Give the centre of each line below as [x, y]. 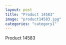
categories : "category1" [31, 24]
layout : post [19, 10]
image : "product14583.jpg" [33, 19]
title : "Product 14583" [30, 14]
